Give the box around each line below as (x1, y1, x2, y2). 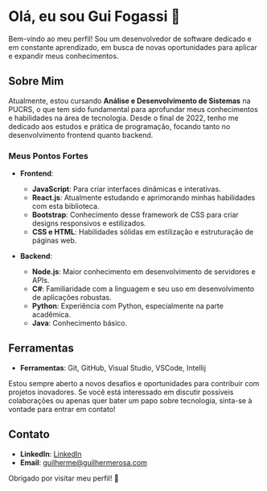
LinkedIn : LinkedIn (19, 449, 82, 459)
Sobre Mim (8, 74, 64, 88)
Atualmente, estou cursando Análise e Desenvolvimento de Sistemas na (8, 96, 251, 106)
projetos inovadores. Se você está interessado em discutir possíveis (8, 387, 234, 397)
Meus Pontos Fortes (8, 150, 88, 161)
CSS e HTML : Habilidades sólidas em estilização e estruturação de (31, 227, 254, 237)
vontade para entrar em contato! (8, 404, 116, 414)
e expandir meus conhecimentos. (8, 51, 119, 60)
